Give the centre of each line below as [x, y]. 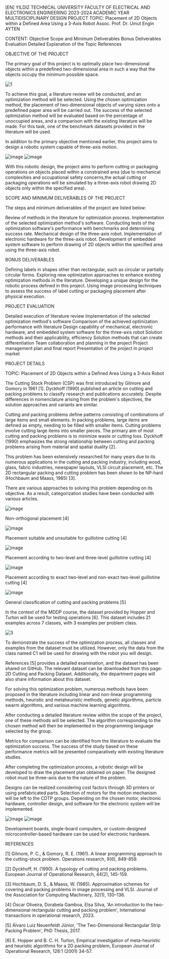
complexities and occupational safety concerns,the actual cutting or [76, 177]
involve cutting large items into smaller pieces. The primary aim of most [79, 431]
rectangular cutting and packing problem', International [89, 910]
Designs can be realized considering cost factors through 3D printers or [80, 788]
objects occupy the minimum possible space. [52, 74]
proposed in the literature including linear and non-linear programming [78, 694]
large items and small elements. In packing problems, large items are [76, 420]
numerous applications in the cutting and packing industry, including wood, [83, 462]
